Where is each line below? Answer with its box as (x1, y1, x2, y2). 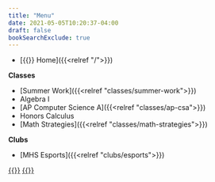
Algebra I (19, 94, 50, 104)
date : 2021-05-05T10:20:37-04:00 (8, 19, 119, 27)
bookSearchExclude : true (8, 33, 90, 42)
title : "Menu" (8, 11, 56, 20)
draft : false (8, 26, 52, 34)
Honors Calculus (19, 112, 75, 121)
